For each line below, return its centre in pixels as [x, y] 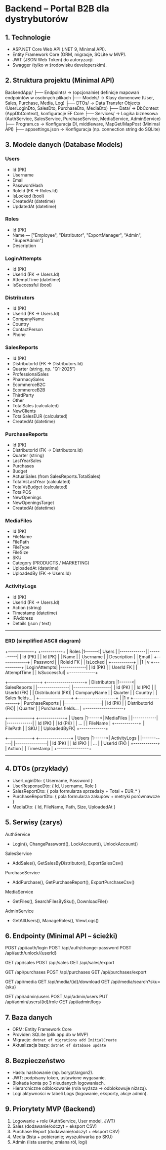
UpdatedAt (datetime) [34, 206]
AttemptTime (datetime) [36, 280]
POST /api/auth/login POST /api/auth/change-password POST [68, 948]
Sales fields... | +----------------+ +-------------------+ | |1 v [67, 698]
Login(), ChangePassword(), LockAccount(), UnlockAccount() [75, 844]
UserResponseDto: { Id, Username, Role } [55, 786]
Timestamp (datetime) [35, 613]
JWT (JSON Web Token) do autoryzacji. [53, 60]
